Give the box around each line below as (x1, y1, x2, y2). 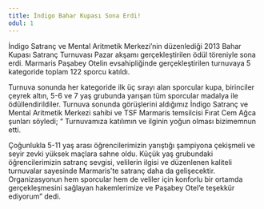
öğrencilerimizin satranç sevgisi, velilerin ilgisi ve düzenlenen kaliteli (8, 157, 232, 167)
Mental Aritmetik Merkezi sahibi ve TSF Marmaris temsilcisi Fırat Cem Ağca (8, 107, 256, 117)
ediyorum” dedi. (8, 191, 62, 201)
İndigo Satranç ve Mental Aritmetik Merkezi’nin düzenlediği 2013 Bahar (8, 41, 242, 50)
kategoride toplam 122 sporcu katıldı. (8, 66, 130, 76)
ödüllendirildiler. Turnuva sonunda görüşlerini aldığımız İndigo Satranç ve (8, 99, 249, 109)
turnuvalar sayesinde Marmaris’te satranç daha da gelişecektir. (8, 166, 216, 175)
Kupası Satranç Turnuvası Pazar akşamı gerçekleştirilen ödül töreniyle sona (8, 50, 256, 59)
